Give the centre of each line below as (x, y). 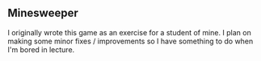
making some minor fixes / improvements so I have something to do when (130, 41)
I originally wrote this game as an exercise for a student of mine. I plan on (129, 32)
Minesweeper (43, 13)
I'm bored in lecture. (41, 49)
